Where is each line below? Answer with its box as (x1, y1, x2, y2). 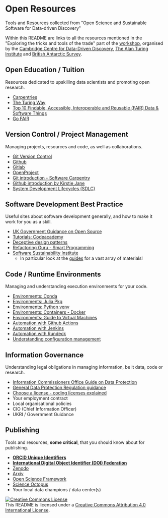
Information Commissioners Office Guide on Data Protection (12, 379, 137, 385)
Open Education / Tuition (5, 66, 85, 74)
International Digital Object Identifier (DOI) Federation (12, 459, 127, 466)
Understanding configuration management (12, 336, 101, 342)
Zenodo (12, 465, 29, 471)
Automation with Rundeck (12, 331, 66, 337)
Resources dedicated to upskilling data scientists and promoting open (5, 79, 150, 85)
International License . (5, 507, 50, 513)
